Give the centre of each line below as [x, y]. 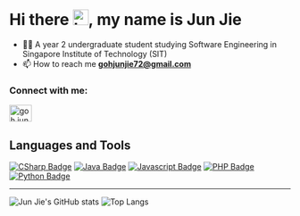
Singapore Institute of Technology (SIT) [95, 54]
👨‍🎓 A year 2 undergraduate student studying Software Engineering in [149, 44]
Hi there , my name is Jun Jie [126, 20]
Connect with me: [49, 90]
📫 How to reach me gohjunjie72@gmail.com [107, 63]
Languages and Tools [70, 145]
